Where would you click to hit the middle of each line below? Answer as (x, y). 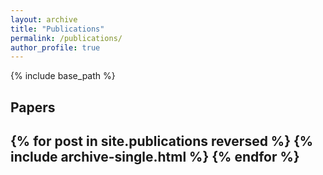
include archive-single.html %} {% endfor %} (155, 157)
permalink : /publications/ (66, 38)
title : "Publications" (57, 29)
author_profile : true (55, 47)
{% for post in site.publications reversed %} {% (162, 141)
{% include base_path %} (63, 76)
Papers (33, 107)
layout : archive (44, 19)
